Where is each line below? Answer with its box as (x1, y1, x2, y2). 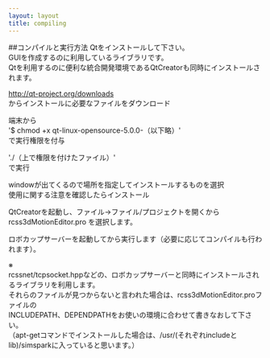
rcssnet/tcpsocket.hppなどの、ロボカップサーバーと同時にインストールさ (8, 270, 252, 279)
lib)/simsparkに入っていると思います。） (8, 339, 139, 350)
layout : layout (8, 11, 60, 20)
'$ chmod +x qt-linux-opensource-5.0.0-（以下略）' (8, 126, 181, 135)
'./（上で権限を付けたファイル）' (8, 152, 116, 162)
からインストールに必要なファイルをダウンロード (8, 98, 171, 108)
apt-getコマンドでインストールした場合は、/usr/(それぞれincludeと (15, 330, 238, 339)
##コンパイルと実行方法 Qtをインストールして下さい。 (8, 42, 189, 52)
